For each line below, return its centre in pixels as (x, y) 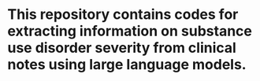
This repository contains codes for (123, 15)
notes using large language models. (127, 65)
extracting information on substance (130, 31)
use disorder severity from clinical (122, 48)
